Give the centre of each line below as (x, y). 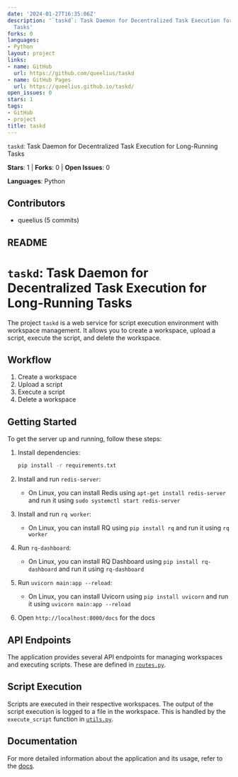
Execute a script (41, 392)
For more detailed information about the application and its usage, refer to (115, 758)
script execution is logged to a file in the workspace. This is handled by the (117, 711)
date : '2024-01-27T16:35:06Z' (52, 14)
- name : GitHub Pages (39, 80)
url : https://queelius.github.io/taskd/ (74, 86)
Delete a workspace (47, 399)
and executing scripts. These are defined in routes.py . (87, 664)
